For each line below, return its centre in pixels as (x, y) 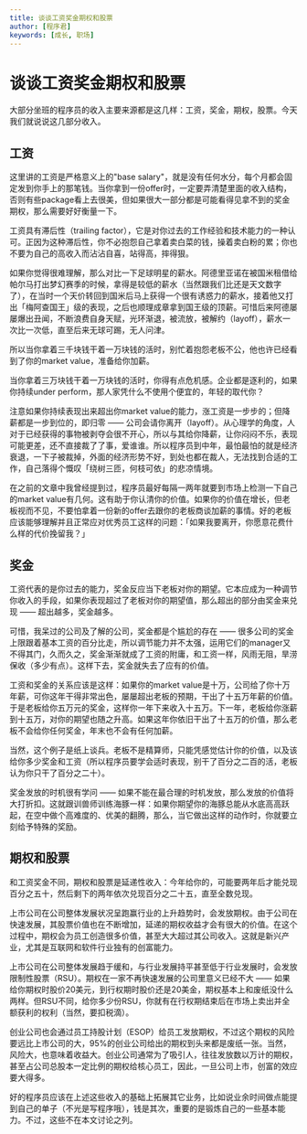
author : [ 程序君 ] (40, 27)
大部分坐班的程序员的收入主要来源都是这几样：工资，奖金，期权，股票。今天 (153, 110)
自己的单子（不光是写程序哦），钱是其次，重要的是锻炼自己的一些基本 (147, 1108)
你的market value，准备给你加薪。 (90, 361)
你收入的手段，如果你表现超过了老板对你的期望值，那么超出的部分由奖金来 (149, 600)
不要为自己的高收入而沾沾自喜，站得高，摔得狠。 (101, 253)
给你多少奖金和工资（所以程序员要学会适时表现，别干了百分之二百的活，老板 (153, 761)
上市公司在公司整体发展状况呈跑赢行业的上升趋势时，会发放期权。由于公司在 (153, 913)
